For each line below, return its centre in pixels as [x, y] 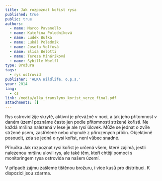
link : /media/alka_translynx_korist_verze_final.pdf [61, 98]
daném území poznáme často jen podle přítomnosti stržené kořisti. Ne [77, 122]
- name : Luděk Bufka [31, 38]
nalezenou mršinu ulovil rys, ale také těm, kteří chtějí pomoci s [69, 153]
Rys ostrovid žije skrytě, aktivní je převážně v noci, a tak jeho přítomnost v [81, 117]
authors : [14, 24]
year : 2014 [16, 84]
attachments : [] [22, 103]
